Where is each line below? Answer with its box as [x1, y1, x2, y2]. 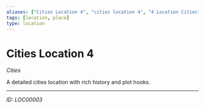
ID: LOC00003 [6, 96, 43, 104]
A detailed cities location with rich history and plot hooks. [6, 79, 151, 86]
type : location [6, 20, 45, 26]
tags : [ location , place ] [6, 15, 70, 21]
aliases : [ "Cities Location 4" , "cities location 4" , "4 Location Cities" [6, 9, 201, 15]
